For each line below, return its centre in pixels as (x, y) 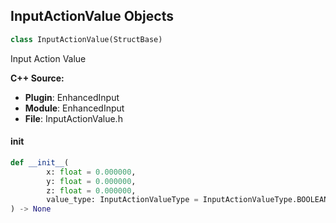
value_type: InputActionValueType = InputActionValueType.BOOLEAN (187, 200)
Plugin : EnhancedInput (72, 97)
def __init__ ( (40, 162)
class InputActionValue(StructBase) (86, 39)
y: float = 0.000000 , (91, 181)
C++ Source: (37, 78)
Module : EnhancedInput (74, 108)
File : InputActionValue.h (73, 118)
